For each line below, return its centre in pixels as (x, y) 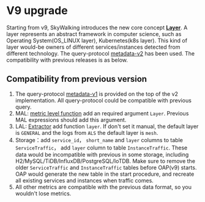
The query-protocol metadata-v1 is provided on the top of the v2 (97, 94)
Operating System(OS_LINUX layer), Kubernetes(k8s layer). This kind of (97, 40)
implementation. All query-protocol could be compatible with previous (103, 100)
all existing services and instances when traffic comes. (84, 180)
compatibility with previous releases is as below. (67, 60)
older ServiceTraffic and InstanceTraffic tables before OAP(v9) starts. (106, 167)
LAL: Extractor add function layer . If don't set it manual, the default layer (107, 126)
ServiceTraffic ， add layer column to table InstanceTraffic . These (101, 148)
